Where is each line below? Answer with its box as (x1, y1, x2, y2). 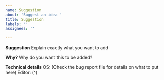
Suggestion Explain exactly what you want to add (5, 45, 108, 51)
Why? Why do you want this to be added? (5, 54, 93, 61)
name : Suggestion (5, 7, 42, 13)
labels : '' (5, 21, 28, 27)
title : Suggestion (5, 17, 44, 22)
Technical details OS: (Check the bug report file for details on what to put (5, 64, 159, 70)
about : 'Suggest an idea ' (5, 12, 62, 17)
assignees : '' (5, 26, 35, 31)
